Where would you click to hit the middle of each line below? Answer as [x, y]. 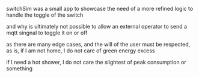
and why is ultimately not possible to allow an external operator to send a [97, 26]
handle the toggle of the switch [45, 15]
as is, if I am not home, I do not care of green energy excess [81, 51]
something [20, 68]
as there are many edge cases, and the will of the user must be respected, [98, 44]
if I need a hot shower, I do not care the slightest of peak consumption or [96, 62]
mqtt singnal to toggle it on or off [47, 33]
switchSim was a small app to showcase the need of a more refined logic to [100, 9]
